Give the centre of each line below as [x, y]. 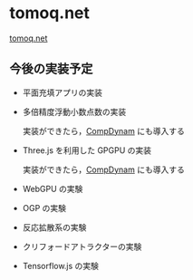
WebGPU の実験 [53, 188]
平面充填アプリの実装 [62, 92]
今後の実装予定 [51, 69]
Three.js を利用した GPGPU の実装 [87, 150]
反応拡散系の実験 [54, 227]
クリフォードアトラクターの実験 [82, 246]
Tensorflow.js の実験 [61, 266]
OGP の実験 [44, 208]
